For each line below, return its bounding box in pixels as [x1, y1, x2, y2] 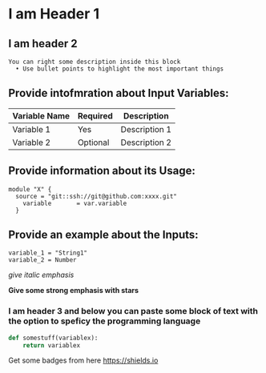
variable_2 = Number [8, 256, 78, 264]
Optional [77, 137, 110, 148]
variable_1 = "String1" [8, 249, 88, 257]
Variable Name [12, 110, 71, 121]
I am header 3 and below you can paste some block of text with [8, 306, 259, 317]
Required [77, 110, 114, 121]
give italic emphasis [8, 270, 75, 280]
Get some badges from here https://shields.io [8, 355, 159, 365]
